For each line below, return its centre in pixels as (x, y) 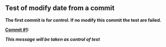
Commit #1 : (17, 30)
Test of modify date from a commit (60, 8)
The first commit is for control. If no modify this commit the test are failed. (83, 20)
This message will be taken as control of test (53, 39)
